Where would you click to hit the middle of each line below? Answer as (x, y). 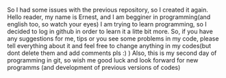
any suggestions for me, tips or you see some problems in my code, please (113, 39)
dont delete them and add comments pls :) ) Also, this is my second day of (112, 53)
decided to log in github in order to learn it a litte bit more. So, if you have (110, 31)
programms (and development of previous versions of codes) (94, 67)
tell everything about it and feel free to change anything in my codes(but (109, 46)
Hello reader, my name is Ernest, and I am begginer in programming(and (109, 17)
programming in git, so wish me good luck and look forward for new (103, 60)
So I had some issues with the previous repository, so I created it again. (108, 10)
